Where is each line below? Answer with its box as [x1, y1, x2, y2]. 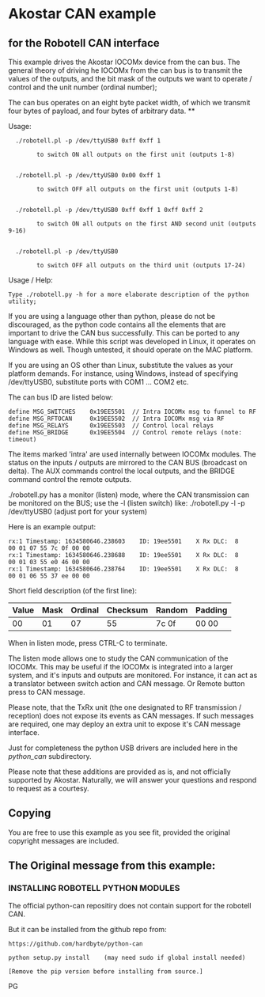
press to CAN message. [8, 688, 85, 696]
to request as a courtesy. [8, 784, 89, 793]
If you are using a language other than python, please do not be [8, 312, 216, 320]
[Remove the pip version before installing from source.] [8, 967, 203, 976]
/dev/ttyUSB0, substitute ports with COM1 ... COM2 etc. [8, 377, 189, 386]
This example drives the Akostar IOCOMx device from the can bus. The [8, 57, 240, 66]
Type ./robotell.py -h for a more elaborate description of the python [8, 290, 249, 298]
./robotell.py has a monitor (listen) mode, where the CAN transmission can [8, 490, 250, 499]
